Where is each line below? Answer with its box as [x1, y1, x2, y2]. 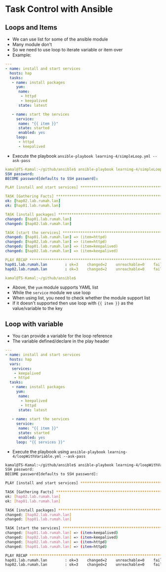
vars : [9, 361, 21, 366]
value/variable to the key [12, 306, 63, 311]
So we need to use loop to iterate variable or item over [12, 47, 123, 52]
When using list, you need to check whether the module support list [12, 295, 151, 301]
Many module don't [12, 42, 52, 47]
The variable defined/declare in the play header [12, 338, 110, 344]
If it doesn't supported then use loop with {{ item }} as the [12, 300, 133, 306]
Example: [12, 52, 32, 58]
